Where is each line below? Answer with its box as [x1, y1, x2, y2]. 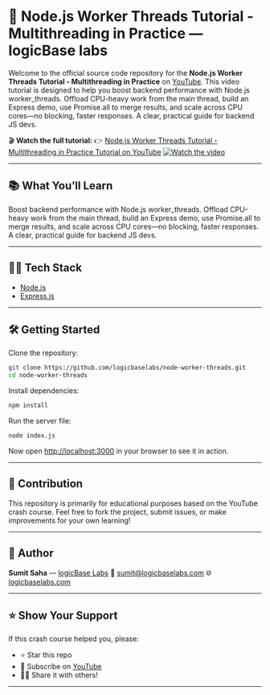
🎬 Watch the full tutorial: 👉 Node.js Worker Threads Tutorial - [8, 135, 218, 145]
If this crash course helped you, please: [8, 634, 139, 643]
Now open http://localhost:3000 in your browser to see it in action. [8, 446, 229, 456]
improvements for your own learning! [8, 515, 131, 525]
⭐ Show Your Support [8, 608, 118, 623]
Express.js [19, 291, 55, 300]
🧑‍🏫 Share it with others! [19, 670, 99, 680]
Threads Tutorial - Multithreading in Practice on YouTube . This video [8, 77, 239, 86]
